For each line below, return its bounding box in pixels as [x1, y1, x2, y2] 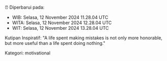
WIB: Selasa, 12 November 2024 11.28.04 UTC [12, 15, 108, 20]
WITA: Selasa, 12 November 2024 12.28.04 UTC [12, 20, 112, 26]
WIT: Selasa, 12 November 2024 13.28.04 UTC [12, 25, 109, 31]
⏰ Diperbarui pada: [5, 5, 45, 10]
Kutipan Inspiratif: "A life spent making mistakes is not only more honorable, [5, 35, 162, 41]
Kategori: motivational [5, 50, 51, 56]
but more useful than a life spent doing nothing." [5, 40, 106, 46]
